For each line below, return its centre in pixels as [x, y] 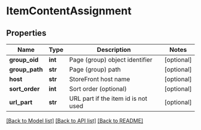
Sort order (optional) [98, 89]
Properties [26, 33]
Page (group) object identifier [111, 60]
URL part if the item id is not [108, 98]
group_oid [24, 60]
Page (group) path [95, 69]
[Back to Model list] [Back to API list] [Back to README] [75, 121]
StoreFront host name [100, 79]
